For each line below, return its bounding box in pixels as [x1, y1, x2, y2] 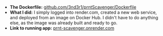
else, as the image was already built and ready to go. [9, 20, 118, 26]
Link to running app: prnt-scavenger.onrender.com [9, 25, 115, 31]
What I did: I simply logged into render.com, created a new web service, [9, 9, 157, 15]
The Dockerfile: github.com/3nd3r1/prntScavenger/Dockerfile [9, 4, 137, 10]
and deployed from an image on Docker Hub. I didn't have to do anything [9, 15, 159, 20]
